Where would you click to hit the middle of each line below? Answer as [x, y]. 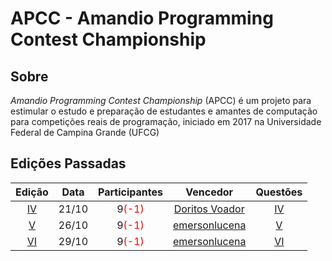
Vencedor [209, 192]
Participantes [130, 192]
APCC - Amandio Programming [142, 18]
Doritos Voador [209, 209]
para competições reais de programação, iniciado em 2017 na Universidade [166, 121]
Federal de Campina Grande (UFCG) [85, 132]
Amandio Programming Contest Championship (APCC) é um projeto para [161, 100]
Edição [32, 192]
